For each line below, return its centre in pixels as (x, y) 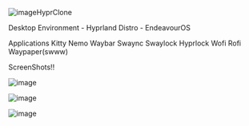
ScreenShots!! (32, 67)
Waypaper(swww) (38, 51)
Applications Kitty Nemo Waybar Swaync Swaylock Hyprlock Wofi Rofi (125, 43)
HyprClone (54, 12)
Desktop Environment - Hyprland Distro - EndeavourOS (99, 28)
